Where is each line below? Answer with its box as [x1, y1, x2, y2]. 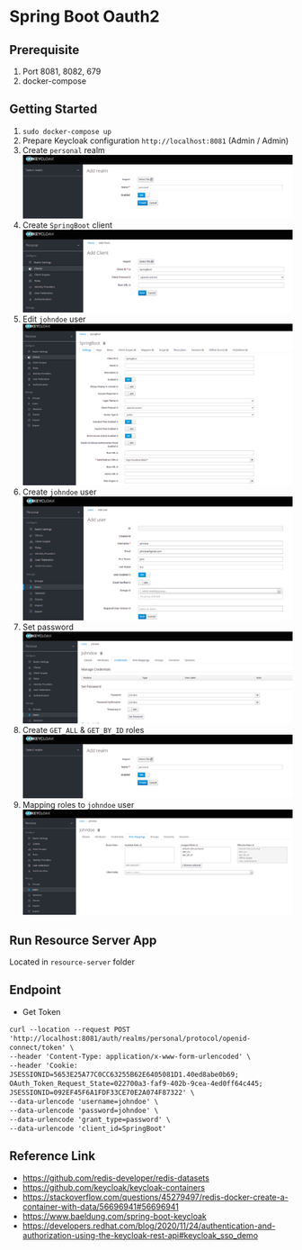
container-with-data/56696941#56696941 [22, 1200, 180, 1212]
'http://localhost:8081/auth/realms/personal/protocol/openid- [9, 1034, 252, 1043]
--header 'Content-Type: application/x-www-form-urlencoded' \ [9, 1052, 252, 1061]
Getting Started [9, 102, 98, 117]
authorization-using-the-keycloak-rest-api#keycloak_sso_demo [22, 1229, 259, 1240]
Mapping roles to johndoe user [22, 800, 135, 811]
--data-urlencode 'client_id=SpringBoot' [9, 1124, 167, 1133]
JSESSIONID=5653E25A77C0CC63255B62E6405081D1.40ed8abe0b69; [9, 1070, 240, 1079]
